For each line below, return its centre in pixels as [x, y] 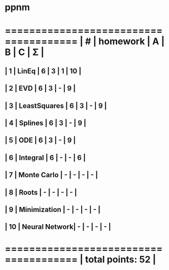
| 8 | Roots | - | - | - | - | [41, 192]
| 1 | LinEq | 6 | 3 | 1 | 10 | [43, 71]
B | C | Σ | [25, 52]
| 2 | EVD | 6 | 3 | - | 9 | [40, 88]
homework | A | [131, 42]
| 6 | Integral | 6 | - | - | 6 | [45, 158]
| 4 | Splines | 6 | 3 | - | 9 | [45, 123]
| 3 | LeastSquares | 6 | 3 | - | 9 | [56, 106]
